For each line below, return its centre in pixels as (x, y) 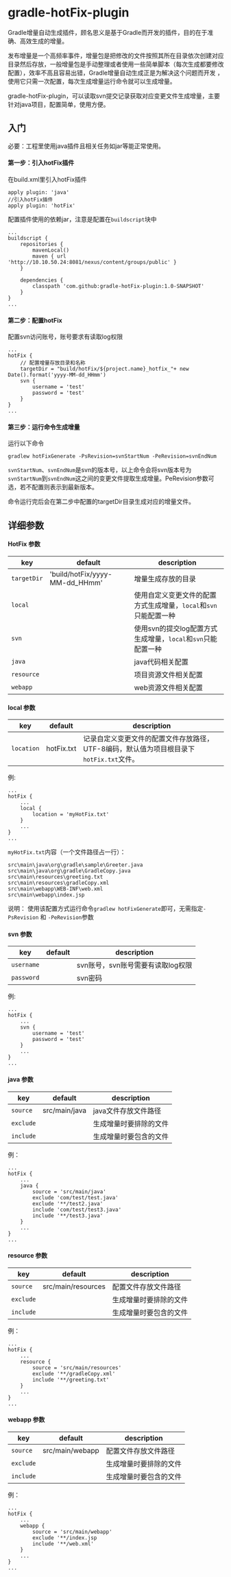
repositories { (42, 244)
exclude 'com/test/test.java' (75, 1197)
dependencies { (42, 280)
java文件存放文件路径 (127, 1110)
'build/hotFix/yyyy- (81, 574)
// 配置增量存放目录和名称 (53, 363)
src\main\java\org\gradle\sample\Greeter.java (75, 865)
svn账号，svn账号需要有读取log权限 (134, 966)
